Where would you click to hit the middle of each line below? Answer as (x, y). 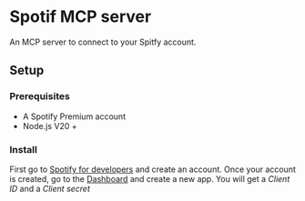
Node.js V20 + (50, 126)
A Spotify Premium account (74, 116)
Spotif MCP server (81, 17)
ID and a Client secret (50, 188)
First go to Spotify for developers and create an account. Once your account (152, 169)
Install (24, 149)
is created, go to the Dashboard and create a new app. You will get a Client (150, 178)
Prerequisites (40, 96)
